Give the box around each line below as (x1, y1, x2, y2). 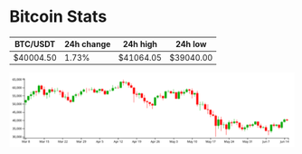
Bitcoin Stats (9, 6, 108, 27)
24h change (64, 39, 111, 50)
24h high (122, 39, 158, 50)
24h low (175, 39, 207, 50)
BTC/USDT (14, 39, 56, 50)
